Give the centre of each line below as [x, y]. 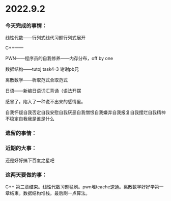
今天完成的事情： [26, 26]
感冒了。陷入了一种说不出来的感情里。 [45, 102]
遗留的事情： [21, 133]
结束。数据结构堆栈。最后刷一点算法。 [50, 193]
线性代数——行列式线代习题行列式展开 [45, 38]
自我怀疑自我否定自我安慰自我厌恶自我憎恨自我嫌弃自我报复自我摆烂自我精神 [85, 112]
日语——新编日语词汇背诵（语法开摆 [43, 91]
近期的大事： [21, 148]
